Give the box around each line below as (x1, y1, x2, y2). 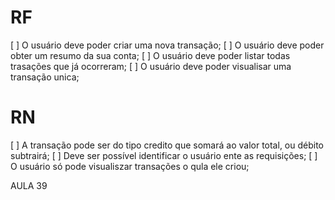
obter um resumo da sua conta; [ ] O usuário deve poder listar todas (10, 49, 291, 61)
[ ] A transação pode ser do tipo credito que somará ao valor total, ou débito (10, 139, 324, 151)
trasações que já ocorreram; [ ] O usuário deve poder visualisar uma (10, 60, 292, 72)
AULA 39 (10, 179, 48, 191)
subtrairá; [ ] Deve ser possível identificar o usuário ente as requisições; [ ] (10, 149, 318, 161)
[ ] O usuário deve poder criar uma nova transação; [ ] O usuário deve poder (10, 39, 325, 51)
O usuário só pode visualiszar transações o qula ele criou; (10, 160, 250, 172)
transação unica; (10, 71, 80, 83)
